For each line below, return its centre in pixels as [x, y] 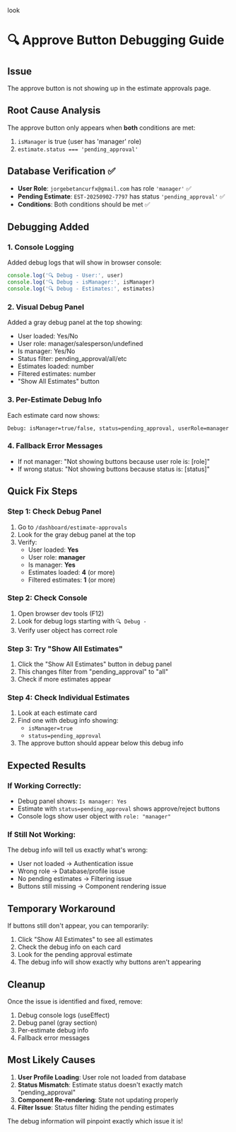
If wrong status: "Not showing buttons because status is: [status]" [113, 469]
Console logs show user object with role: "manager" [94, 816]
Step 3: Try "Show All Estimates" [65, 648]
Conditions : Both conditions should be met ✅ [84, 204]
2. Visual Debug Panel [46, 306]
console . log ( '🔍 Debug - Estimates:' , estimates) [81, 289]
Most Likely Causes [52, 1060]
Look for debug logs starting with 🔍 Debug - [82, 621]
